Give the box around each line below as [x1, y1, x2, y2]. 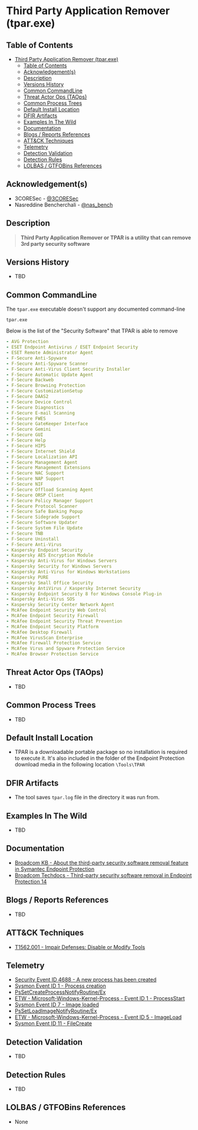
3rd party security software [20, 240, 90, 247]
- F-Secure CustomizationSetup [6, 388, 83, 394]
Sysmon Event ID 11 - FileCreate [14, 1020, 93, 1027]
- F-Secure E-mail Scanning [6, 410, 75, 416]
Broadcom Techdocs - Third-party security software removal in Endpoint [14, 871, 192, 879]
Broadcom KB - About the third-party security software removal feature [14, 859, 189, 866]
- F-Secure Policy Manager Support [6, 498, 94, 503]
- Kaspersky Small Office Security [6, 579, 94, 586]
